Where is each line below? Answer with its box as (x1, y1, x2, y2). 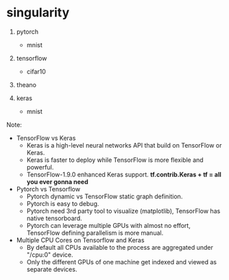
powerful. (26, 163, 54, 171)
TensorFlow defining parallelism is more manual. (26, 229, 164, 237)
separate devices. (26, 265, 77, 273)
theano (16, 80, 37, 89)
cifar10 (26, 67, 46, 75)
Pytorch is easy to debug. (26, 199, 99, 207)
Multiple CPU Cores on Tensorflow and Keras (16, 235, 145, 244)
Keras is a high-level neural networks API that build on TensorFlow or (26, 141, 222, 149)
